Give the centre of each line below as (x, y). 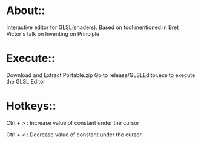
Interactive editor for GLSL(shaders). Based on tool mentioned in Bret (93, 27)
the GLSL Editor (26, 81)
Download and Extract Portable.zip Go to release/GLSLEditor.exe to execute (101, 75)
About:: (26, 11)
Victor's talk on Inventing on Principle (53, 33)
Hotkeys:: (31, 106)
